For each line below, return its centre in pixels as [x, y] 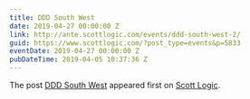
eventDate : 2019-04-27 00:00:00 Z [75, 51]
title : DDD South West [52, 18]
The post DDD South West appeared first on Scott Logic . [115, 85]
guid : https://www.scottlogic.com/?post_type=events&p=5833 [125, 43]
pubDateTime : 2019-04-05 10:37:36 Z [78, 59]
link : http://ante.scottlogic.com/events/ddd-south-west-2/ [125, 34]
